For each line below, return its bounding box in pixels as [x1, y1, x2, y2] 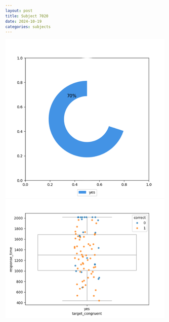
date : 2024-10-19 [5, 19, 42, 24]
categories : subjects [5, 24, 51, 29]
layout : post [5, 8, 33, 13]
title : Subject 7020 [5, 13, 49, 19]
